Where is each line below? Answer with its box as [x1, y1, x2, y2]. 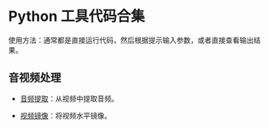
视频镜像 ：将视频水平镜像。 [19, 110, 112, 120]
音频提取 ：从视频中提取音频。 [19, 94, 118, 103]
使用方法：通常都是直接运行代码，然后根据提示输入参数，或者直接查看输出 [8, 35, 254, 45]
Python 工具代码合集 [8, 7, 146, 26]
